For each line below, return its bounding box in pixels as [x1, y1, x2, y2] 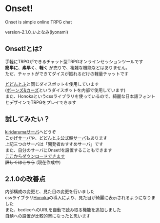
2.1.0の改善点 [5, 175, 45, 183]
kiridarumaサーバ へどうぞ [5, 129, 57, 134]
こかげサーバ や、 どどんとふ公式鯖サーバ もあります [5, 135, 108, 141]
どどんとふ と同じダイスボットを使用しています [5, 81, 99, 87]
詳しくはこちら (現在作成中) [5, 159, 61, 165]
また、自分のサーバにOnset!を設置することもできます [5, 147, 112, 153]
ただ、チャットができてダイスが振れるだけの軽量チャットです [5, 71, 129, 76]
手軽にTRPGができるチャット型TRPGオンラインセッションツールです [5, 58, 143, 64]
